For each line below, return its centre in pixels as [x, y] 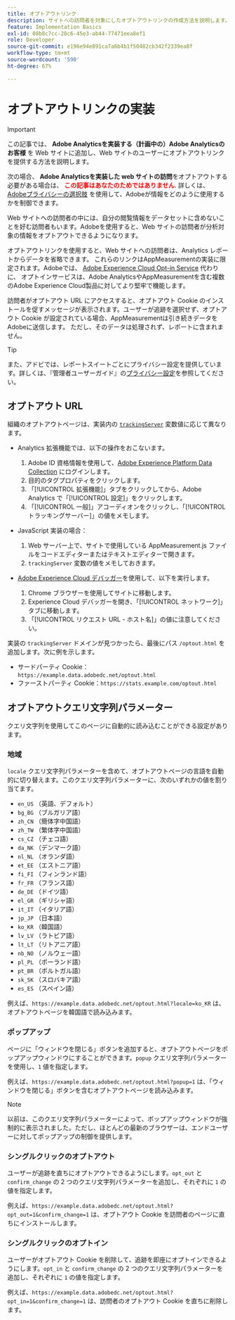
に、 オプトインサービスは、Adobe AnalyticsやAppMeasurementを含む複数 [116, 277]
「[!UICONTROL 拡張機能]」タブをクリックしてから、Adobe [115, 489]
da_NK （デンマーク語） [51, 848]
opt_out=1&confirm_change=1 [48, 1215]
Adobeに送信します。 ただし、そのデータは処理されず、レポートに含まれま [115, 326]
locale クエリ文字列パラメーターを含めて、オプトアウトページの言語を [109, 771]
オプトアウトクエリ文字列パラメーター [90, 707]
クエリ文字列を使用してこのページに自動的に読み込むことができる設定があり [118, 726]
